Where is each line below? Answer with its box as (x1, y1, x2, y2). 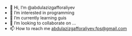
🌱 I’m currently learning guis (9, 15, 67, 20)
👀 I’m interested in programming (9, 10, 75, 16)
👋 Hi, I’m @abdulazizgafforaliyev (9, 5, 75, 10)
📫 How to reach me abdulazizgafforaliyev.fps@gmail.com (9, 26, 127, 31)
